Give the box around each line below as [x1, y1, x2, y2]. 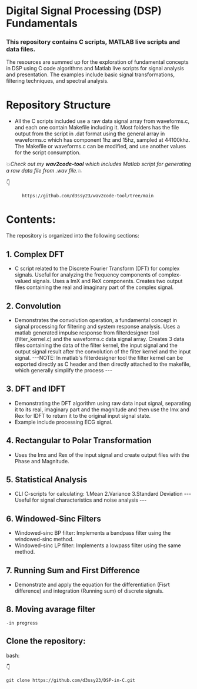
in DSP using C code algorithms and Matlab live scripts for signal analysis [6, 65, 184, 72]
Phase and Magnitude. [14, 457, 69, 464]
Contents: [6, 213, 56, 226]
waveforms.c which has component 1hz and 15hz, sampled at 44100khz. [14, 136, 191, 144]
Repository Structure [6, 98, 111, 112]
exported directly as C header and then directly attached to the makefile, [14, 360, 191, 368]
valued [14, 278, 31, 285]
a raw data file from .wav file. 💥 [6, 167, 82, 174]
